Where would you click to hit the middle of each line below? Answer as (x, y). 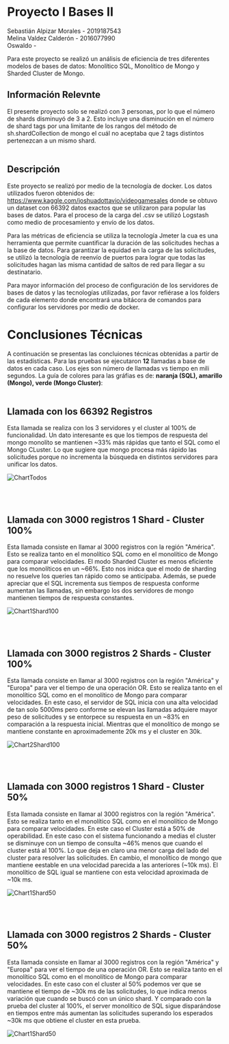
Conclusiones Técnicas (75, 335)
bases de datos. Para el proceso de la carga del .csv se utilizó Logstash (108, 215)
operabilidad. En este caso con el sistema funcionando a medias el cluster (111, 836)
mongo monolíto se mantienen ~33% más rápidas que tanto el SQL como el (113, 443)
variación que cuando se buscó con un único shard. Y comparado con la (109, 998)
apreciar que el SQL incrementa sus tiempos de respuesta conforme (103, 584)
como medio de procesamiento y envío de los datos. (81, 222)
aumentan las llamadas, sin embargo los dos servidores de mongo (100, 591)
